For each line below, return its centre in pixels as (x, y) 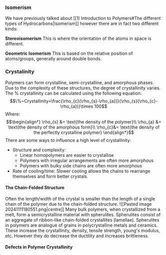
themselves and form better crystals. (50, 176)
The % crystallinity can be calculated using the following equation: (74, 93)
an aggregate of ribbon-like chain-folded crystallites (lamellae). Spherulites (82, 220)
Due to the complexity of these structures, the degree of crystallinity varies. (83, 88)
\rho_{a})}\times (77, 106)
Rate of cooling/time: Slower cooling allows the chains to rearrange (81, 171)
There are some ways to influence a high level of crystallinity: (68, 140)
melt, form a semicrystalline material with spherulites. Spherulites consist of (83, 214)
